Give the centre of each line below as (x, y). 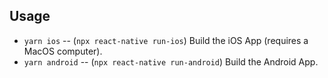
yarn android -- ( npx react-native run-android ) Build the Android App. (171, 61)
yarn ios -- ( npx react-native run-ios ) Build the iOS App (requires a (166, 40)
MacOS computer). (63, 51)
